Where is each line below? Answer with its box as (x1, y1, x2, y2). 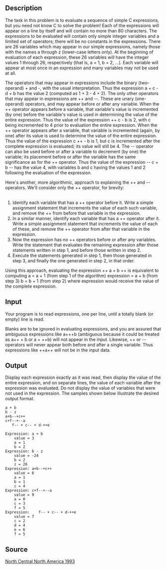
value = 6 (14, 470, 35, 476)
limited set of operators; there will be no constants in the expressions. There (5, 38, 161, 44)
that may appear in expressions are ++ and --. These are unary (5, 96, 134, 102)
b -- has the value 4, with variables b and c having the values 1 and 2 (5, 164, 146, 170)
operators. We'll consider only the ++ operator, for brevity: (5, 184, 124, 191)
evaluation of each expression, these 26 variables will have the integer (5, 54, 149, 60)
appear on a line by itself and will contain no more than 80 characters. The (5, 27, 157, 34)
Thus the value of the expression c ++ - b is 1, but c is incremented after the (5, 138, 160, 144)
